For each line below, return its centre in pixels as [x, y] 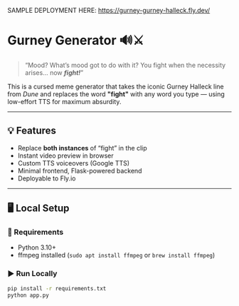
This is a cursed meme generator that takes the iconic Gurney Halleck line [116, 86]
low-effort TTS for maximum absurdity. [64, 101]
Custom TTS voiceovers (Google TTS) [74, 163]
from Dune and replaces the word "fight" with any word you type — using [116, 94]
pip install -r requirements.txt [57, 288]
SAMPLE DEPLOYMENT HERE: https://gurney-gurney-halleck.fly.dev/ [109, 10]
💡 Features [32, 131]
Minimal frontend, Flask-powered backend [80, 170]
